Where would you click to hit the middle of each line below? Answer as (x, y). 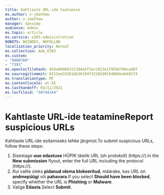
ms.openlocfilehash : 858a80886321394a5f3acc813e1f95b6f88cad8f (71, 70)
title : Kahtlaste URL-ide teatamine (43, 10)
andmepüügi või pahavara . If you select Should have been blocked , (82, 177)
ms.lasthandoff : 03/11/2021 (34, 88)
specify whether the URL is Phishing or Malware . (63, 182)
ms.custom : (16, 56)
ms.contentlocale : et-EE (31, 83)
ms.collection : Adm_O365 (31, 51)
